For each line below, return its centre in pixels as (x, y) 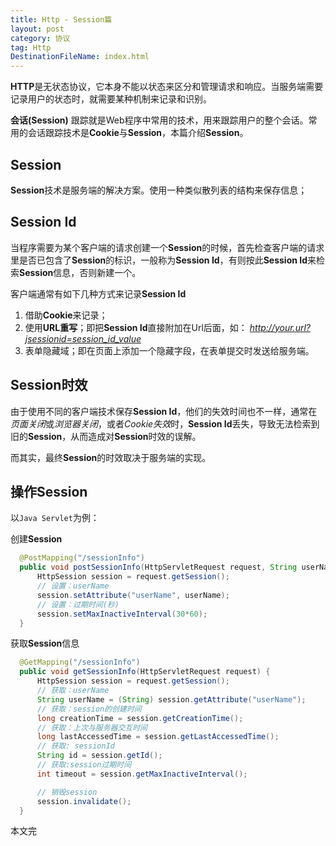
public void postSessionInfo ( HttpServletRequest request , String (158, 567)
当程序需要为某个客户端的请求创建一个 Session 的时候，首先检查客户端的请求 (167, 247)
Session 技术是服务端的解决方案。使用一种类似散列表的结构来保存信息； (159, 190)
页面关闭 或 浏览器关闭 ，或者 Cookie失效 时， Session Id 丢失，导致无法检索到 (165, 423)
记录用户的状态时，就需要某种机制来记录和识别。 (111, 99)
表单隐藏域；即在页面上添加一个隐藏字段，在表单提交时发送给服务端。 (169, 350)
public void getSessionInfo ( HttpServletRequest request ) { (145, 672)
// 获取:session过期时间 (84, 765)
